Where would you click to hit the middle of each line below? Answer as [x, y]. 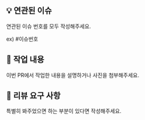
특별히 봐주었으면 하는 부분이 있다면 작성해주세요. [64, 111]
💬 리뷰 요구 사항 [34, 96]
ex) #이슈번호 [22, 39]
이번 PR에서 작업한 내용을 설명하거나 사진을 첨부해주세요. [73, 75]
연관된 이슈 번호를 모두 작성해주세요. [49, 26]
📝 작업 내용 [25, 59]
